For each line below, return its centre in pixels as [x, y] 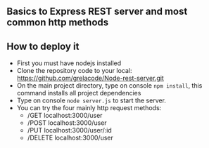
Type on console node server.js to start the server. [91, 100]
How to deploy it [43, 46]
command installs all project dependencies [79, 93]
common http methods [58, 23]
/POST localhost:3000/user [67, 123]
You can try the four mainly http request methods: [89, 108]
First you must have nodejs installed [69, 63]
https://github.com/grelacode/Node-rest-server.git [90, 78]
